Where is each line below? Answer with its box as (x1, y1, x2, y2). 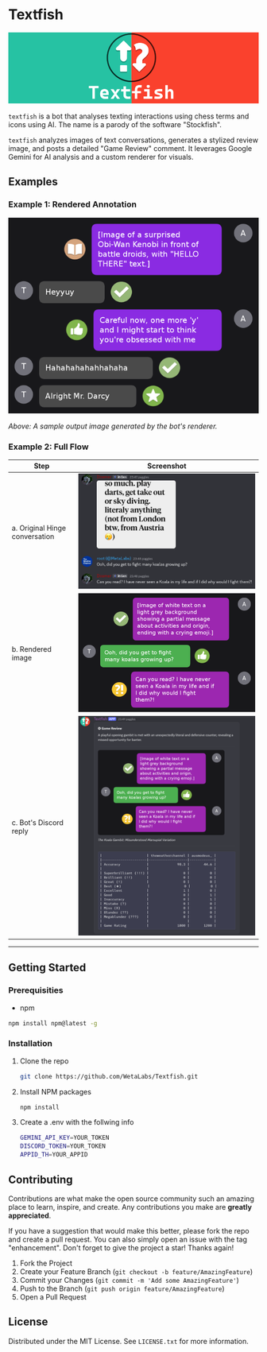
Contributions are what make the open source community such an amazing (8, 1194, 254, 1203)
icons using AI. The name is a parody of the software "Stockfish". (8, 120, 222, 130)
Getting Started (8, 961, 87, 974)
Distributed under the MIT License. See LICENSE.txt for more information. (8, 1336, 249, 1346)
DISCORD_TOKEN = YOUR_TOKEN (19, 1142, 106, 1150)
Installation (8, 1038, 53, 1049)
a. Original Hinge (11, 523, 66, 533)
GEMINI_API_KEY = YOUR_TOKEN (19, 1134, 110, 1142)
